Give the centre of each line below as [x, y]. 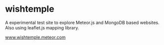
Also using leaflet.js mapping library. [42, 27]
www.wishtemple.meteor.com [35, 37]
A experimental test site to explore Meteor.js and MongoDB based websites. [82, 22]
